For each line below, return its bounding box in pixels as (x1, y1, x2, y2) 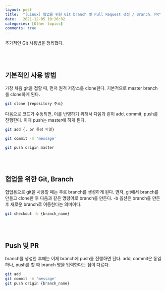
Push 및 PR (5, 241, 39, 250)
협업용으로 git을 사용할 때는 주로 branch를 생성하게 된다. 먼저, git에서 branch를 (5, 189, 159, 195)
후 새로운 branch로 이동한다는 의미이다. (5, 201, 82, 207)
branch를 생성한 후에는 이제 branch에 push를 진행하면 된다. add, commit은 (5, 255, 153, 261)
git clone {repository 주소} (5, 101, 63, 106)
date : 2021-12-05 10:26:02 (5, 16, 65, 21)
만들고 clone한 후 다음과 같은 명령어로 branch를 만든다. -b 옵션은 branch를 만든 (5, 195, 161, 201)
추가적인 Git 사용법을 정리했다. (5, 40, 64, 46)
